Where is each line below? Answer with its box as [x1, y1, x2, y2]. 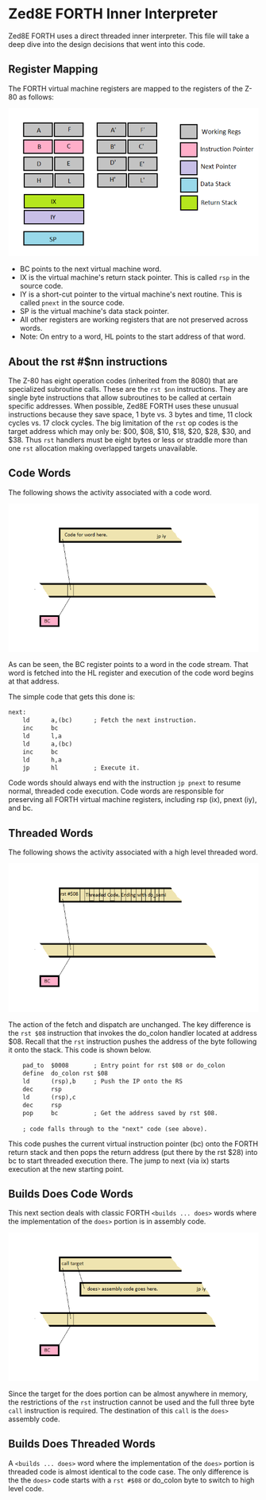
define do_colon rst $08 [22, 1069, 109, 1077]
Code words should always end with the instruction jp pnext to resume [8, 778, 241, 788]
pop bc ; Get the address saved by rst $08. [22, 1109, 218, 1117]
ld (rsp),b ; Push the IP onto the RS [22, 1077, 183, 1085]
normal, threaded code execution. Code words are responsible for [8, 786, 225, 796]
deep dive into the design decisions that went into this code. [8, 39, 206, 48]
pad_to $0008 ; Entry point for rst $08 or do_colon [22, 1061, 226, 1069]
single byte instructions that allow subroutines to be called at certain [8, 393, 232, 402]
